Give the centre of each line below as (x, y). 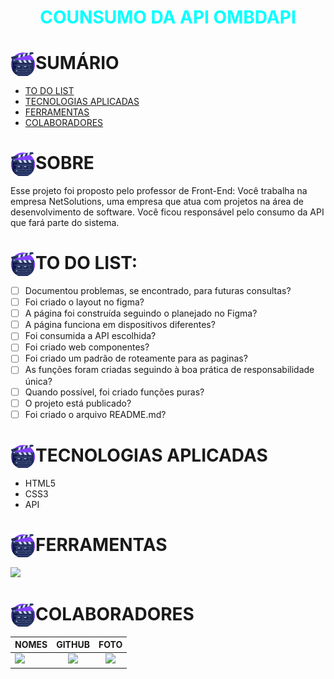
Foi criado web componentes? (87, 347)
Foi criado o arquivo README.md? (95, 414)
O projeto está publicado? (78, 403)
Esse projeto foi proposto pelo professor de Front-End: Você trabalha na (159, 191)
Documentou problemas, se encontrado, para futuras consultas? (158, 290)
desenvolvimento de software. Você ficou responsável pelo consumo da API (167, 212)
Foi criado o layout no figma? (84, 302)
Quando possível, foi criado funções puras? (114, 392)
